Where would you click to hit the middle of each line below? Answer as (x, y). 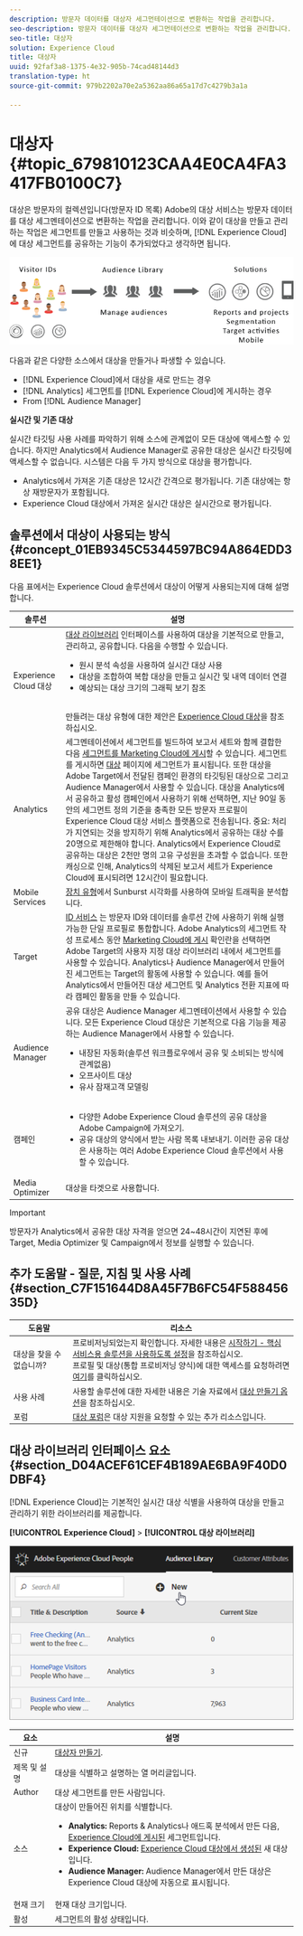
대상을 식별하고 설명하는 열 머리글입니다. (125, 1772)
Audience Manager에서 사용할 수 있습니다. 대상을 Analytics (171, 787)
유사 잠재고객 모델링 (114, 1086)
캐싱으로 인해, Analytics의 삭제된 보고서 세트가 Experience (169, 866)
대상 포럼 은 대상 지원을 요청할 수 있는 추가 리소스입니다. (169, 1416)
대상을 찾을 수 (37, 1354)
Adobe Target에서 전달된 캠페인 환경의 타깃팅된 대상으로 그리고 (177, 775)
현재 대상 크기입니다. (91, 1904)
